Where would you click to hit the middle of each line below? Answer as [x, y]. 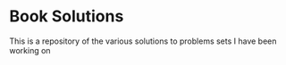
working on [30, 50]
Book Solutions [67, 16]
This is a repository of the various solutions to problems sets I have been [143, 41]
